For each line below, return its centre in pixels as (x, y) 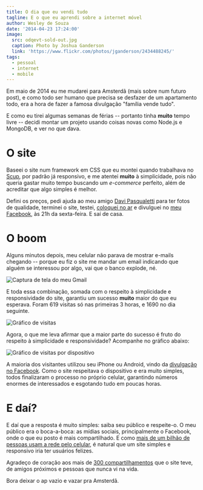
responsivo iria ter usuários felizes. (50, 451)
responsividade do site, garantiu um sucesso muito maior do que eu (92, 298)
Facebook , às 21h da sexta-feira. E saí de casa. (65, 214)
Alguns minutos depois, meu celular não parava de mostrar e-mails (90, 255)
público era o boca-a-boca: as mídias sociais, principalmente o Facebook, (99, 432)
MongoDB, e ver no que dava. (44, 129)
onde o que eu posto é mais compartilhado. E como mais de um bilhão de (98, 438)
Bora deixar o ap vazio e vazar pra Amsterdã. (63, 481)
